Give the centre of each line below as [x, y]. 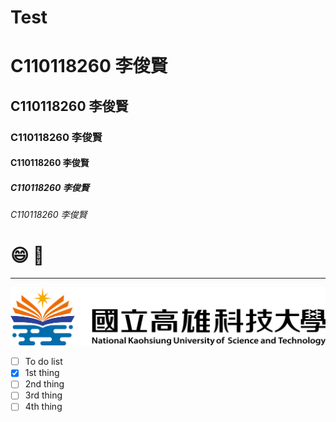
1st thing [42, 373]
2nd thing [44, 384]
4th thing [43, 407]
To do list [43, 362]
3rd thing [43, 395]
